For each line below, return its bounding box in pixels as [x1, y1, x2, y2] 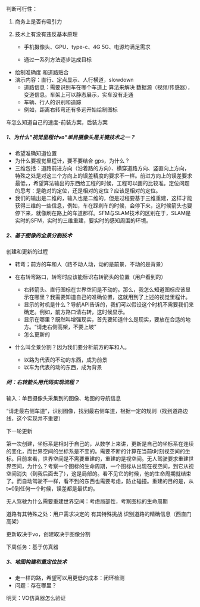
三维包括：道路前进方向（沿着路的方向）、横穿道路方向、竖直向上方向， [14, 164, 190, 171]
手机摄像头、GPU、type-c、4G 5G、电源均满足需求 [23, 44, 151, 50]
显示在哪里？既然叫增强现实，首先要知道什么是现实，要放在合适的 [23, 315, 186, 323]
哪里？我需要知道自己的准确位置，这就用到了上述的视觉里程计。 [34, 293, 191, 301]
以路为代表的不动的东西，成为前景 [23, 356, 108, 363]
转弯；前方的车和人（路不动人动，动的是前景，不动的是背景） [14, 260, 167, 268]
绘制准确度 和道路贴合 [14, 69, 69, 76]
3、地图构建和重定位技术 [6, 558, 67, 565]
